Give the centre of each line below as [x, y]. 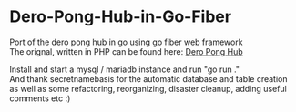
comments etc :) [40, 98]
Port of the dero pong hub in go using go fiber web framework [126, 42]
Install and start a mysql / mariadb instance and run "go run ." [124, 69]
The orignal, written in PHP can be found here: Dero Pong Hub [126, 51]
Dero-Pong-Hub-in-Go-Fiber [121, 17]
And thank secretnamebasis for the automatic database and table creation [149, 78]
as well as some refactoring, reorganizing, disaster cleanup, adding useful [148, 88]
